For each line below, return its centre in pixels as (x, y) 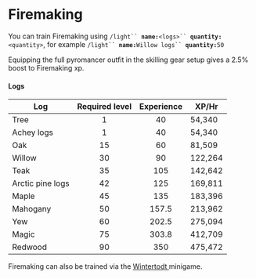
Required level (104, 107)
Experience (160, 107)
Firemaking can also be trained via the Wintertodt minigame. (105, 266)
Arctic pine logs (41, 183)
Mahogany (32, 209)
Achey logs (32, 132)
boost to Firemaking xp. (46, 67)
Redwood (29, 247)
